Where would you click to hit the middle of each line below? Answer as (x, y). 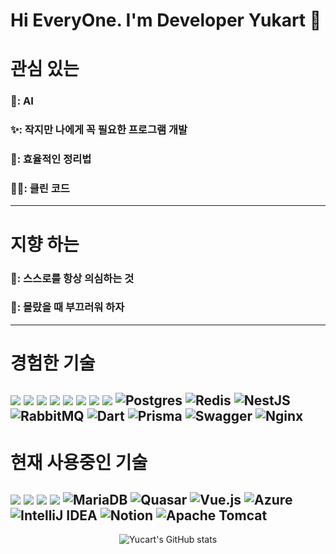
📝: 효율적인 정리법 (51, 159)
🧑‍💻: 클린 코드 (40, 189)
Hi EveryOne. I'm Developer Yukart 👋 (166, 20)
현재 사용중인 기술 (79, 462)
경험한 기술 (53, 363)
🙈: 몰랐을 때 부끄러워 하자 (67, 307)
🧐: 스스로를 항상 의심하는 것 (72, 278)
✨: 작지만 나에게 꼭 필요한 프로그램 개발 (99, 130)
